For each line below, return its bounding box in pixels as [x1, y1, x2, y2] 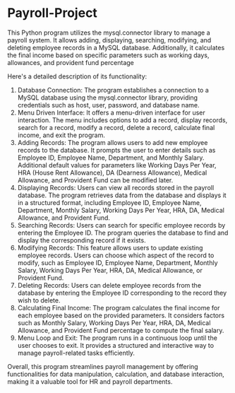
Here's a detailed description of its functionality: [7, 72, 147, 81]
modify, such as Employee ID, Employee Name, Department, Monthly [17, 258, 218, 266]
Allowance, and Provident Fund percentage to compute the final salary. [17, 326, 224, 334]
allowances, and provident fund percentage [7, 58, 134, 66]
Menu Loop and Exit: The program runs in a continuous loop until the [17, 334, 217, 342]
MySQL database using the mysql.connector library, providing [17, 93, 198, 102]
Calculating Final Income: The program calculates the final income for [17, 303, 220, 312]
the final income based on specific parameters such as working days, [7, 51, 210, 59]
